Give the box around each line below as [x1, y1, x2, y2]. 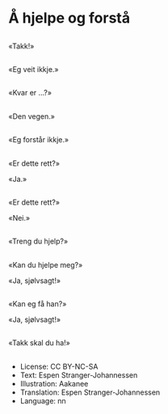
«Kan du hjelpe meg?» [8, 260, 83, 269]
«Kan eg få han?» [8, 299, 67, 309]
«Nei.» [8, 213, 31, 222]
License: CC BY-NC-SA [19, 361, 99, 371]
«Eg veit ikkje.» [8, 64, 59, 74]
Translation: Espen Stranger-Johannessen [19, 387, 161, 397]
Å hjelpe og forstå [8, 9, 131, 27]
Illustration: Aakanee [19, 378, 89, 388]
